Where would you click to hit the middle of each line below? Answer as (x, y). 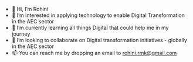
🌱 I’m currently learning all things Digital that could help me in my (90, 27)
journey (21, 34)
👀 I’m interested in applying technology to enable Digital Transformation (98, 15)
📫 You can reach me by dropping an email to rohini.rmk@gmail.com (94, 53)
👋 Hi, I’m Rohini (30, 9)
